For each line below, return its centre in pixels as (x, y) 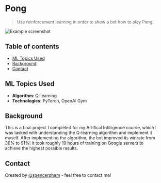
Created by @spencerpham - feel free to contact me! (58, 175)
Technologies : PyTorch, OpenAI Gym (49, 100)
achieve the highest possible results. (42, 148)
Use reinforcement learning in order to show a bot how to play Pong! (85, 22)
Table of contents (32, 47)
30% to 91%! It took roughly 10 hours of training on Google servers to (74, 143)
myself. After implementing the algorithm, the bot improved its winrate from (80, 138)
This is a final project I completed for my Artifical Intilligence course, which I (81, 128)
